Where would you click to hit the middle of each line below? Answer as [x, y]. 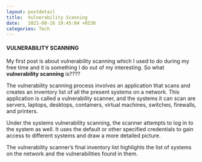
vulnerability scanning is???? [43, 74]
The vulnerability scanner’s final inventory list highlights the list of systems [99, 148]
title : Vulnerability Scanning [47, 17]
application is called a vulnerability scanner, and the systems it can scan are [101, 98]
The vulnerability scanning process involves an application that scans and [98, 86]
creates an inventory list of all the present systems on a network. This [93, 92]
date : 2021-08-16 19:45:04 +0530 [51, 23]
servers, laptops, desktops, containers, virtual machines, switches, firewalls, [101, 105]
